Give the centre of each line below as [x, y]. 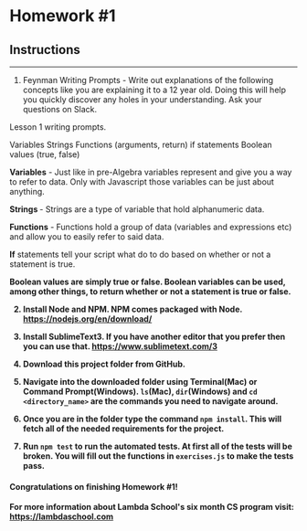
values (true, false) [45, 154]
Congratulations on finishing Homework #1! [94, 486]
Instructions [45, 50]
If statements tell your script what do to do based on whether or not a [140, 254]
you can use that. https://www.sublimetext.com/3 [120, 346]
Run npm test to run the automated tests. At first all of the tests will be [157, 446]
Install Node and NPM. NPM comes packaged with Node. [132, 309]
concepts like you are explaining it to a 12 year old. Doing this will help [154, 90]
